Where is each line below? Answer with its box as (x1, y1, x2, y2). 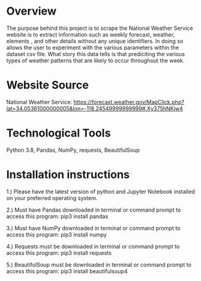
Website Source (6, 78, 89, 92)
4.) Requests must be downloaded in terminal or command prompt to (6, 243, 180, 250)
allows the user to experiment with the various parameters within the (6, 44, 179, 51)
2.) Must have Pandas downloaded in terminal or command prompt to (6, 206, 181, 213)
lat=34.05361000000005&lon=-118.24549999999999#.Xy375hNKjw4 (6, 105, 183, 112)
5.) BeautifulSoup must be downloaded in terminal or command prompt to (6, 261, 192, 268)
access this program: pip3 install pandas (6, 212, 109, 220)
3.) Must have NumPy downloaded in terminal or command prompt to (6, 224, 181, 232)
